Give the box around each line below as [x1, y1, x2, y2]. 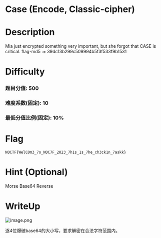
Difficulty [5, 66, 45, 77]
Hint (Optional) [5, 167, 68, 178]
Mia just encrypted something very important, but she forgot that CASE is [5, 43, 156, 49]
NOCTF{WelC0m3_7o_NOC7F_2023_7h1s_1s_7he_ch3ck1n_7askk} [5, 150, 126, 155]
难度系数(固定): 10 [5, 99, 48, 106]
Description [5, 27, 55, 38]
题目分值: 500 [5, 85, 39, 92]
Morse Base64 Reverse [5, 183, 53, 189]
